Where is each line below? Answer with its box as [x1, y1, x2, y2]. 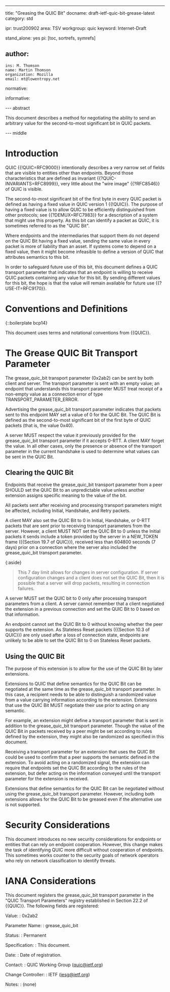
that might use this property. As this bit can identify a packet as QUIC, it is [5, 217, 159, 223]
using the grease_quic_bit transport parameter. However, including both [5, 791, 155, 797]
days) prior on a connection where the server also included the [5, 544, 137, 550]
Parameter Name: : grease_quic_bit [5, 923, 78, 929]
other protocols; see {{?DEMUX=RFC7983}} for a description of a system [5, 212, 158, 218]
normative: [5, 85, 28, 91]
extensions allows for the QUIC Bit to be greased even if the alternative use [5, 796, 162, 803]
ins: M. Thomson [5, 63, 39, 68]
